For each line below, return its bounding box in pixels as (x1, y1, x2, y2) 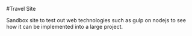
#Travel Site (6, 5, 36, 12)
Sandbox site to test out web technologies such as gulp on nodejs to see (6, 17, 187, 23)
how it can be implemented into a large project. (6, 23, 123, 30)
